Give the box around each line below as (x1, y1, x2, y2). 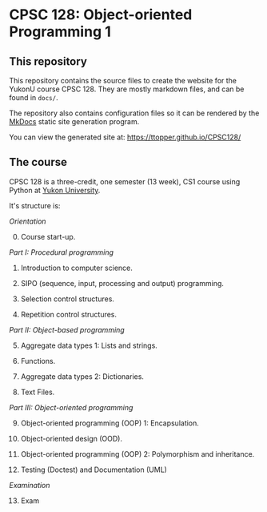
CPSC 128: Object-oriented (9, 6, 193, 24)
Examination (9, 480, 50, 490)
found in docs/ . (9, 93, 58, 102)
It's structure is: (9, 200, 61, 210)
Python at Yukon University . (9, 185, 101, 195)
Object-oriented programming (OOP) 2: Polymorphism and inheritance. (20, 449, 255, 458)
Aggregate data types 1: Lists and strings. (20, 341, 158, 350)
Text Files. (20, 387, 55, 397)
